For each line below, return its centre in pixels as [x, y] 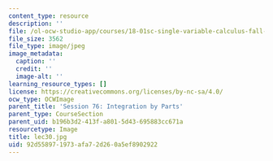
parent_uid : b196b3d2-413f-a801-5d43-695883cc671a [96, 122]
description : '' [36, 24]
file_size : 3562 [36, 39]
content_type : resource [49, 16]
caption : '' [36, 62]
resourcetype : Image [43, 129]
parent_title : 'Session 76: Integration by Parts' [96, 107]
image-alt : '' [39, 76]
